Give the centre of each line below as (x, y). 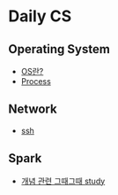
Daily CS (40, 16)
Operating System (59, 49)
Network (33, 109)
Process (36, 81)
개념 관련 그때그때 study (63, 181)
